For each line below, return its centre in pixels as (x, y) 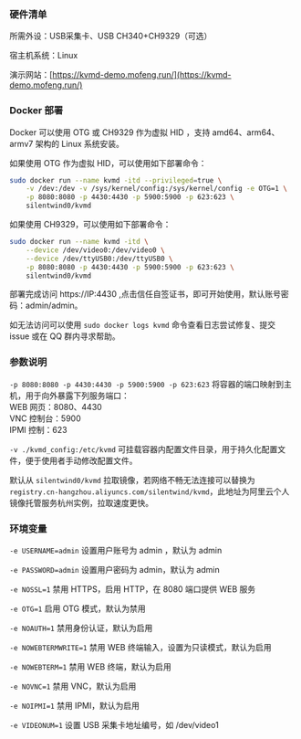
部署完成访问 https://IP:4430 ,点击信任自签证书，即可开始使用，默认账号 (145, 294)
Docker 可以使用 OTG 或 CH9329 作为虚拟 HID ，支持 (110, 132)
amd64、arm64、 (246, 132)
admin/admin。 (54, 306)
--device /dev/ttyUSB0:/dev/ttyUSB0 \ (99, 259)
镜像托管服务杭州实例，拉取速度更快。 (81, 502)
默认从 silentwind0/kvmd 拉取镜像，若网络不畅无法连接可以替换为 (132, 480)
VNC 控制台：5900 (46, 418)
